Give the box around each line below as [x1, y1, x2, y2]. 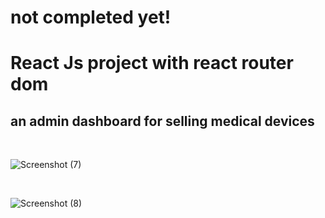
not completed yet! [10, 6, 172, 29]
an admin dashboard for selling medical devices [10, 112, 315, 130]
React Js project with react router [10, 52, 294, 75]
